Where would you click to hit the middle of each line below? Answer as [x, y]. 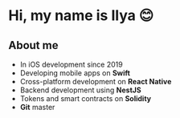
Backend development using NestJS [81, 90]
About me [33, 45]
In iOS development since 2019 [71, 64]
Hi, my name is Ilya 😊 [81, 16]
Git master [37, 107]
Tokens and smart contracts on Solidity [86, 98]
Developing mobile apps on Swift [75, 73]
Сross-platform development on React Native [96, 81]
